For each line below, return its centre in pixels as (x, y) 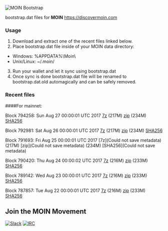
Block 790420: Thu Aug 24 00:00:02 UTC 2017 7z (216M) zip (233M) (77, 160)
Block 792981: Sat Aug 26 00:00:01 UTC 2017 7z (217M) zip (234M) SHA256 (84, 130)
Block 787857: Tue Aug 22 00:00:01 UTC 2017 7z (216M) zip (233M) (75, 190)
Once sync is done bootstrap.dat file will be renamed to (69, 76)
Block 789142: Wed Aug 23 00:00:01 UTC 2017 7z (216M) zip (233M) (76, 175)
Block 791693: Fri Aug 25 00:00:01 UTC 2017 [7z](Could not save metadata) (83, 140)
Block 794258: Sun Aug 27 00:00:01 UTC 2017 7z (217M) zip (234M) (76, 115)
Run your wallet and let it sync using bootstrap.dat (64, 71)
